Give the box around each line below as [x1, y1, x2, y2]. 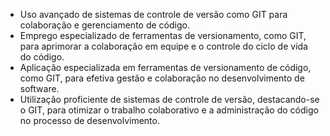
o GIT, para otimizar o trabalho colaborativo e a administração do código [19, 104, 319, 116]
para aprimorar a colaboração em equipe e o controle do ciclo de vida [19, 40, 308, 52]
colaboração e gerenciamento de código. [19, 19, 190, 31]
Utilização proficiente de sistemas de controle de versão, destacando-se [19, 94, 320, 105]
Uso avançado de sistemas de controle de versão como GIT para [19, 9, 288, 20]
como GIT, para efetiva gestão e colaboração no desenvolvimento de [19, 72, 305, 84]
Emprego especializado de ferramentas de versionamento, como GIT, [19, 30, 307, 41]
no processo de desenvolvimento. [19, 115, 160, 126]
